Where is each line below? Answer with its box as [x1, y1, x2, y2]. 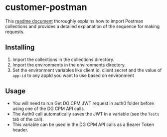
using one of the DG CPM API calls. [12, 105, 85, 111]
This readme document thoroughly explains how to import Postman [5, 18, 144, 24]
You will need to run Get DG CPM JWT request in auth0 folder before [12, 100, 155, 106]
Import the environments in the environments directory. [12, 61, 126, 67]
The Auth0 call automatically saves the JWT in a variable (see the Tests [12, 110, 160, 116]
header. [12, 126, 28, 132]
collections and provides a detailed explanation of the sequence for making [5, 23, 160, 29]
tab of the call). [12, 116, 44, 122]
